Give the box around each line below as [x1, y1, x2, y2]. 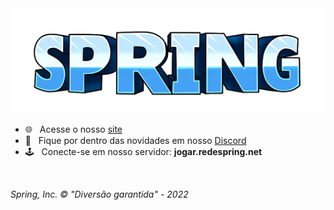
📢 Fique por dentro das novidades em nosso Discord [24, 135, 247, 146]
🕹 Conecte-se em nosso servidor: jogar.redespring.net [24, 146, 263, 157]
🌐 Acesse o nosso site [24, 123, 123, 135]
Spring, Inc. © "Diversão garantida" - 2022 [10, 188, 189, 200]
